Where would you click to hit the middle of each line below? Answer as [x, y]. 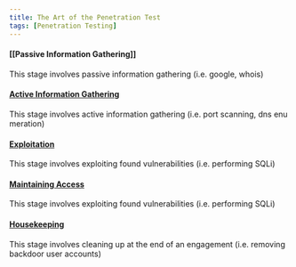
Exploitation [32, 144]
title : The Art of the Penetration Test [85, 17]
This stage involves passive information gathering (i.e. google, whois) [136, 74]
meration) [27, 123]
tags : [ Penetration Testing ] [63, 26]
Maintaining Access [47, 184]
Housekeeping [37, 224]
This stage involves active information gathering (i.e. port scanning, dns [141, 114]
